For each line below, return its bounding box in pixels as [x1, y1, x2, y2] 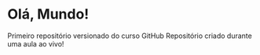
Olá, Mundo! [7, 5, 90, 23]
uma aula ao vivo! [7, 39, 64, 48]
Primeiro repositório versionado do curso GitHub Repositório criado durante [7, 31, 252, 40]
